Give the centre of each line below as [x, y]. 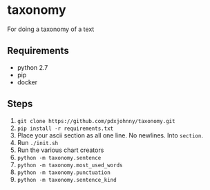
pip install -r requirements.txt [65, 129]
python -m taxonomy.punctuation [64, 172]
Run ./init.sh [38, 142]
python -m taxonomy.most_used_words [70, 165]
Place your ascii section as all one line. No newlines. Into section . [110, 135]
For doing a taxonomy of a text [51, 29]
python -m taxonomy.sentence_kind [67, 180]
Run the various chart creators [60, 150]
